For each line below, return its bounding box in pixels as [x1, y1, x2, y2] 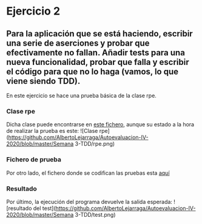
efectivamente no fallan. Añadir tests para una [6, 47, 185, 58]
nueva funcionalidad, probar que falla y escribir [6, 56, 189, 67]
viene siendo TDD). [6, 76, 81, 86]
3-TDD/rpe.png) [75, 140, 115, 148]
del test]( [33, 205, 56, 212]
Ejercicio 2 [6, 4, 61, 18]
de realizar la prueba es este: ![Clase [6, 127, 98, 135]
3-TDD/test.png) [75, 211, 116, 218]
